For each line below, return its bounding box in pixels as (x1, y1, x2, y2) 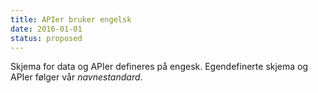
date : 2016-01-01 (10, 24, 83, 34)
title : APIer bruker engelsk (10, 14, 132, 25)
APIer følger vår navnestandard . (10, 71, 143, 83)
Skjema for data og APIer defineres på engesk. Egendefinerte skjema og (10, 61, 309, 73)
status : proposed (10, 33, 83, 43)
